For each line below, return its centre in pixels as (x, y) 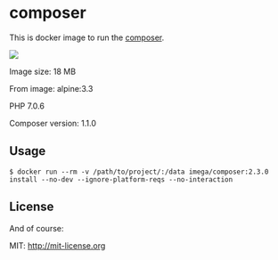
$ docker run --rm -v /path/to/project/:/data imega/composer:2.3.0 (139, 172)
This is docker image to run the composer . (87, 37)
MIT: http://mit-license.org (57, 245)
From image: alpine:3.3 (51, 88)
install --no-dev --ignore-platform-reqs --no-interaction (121, 179)
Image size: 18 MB (43, 71)
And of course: (37, 228)
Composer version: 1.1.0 (53, 123)
